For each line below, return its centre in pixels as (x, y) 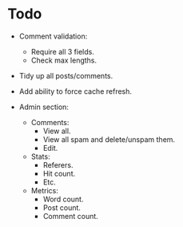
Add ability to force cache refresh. (76, 91)
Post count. (62, 207)
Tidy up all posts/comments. (66, 75)
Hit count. (59, 173)
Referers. (58, 164)
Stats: (40, 156)
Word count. (63, 199)
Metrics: (45, 190)
